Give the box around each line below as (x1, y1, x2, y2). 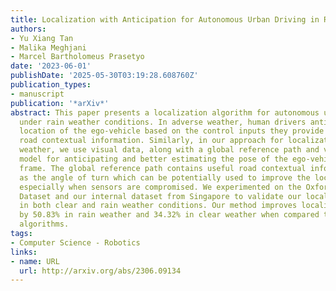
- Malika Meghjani (10, 42, 87, 53)
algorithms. (19, 219, 70, 230)
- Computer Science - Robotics (10, 237, 141, 248)
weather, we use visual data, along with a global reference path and (19, 145, 320, 155)
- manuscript (10, 89, 65, 99)
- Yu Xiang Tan (10, 33, 74, 43)
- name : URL (10, 256, 60, 266)
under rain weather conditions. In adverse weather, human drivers (19, 117, 307, 127)
